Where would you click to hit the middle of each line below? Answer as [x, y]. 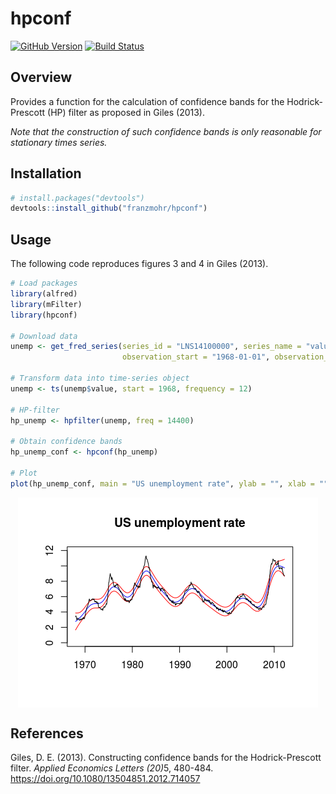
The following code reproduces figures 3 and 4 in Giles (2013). [139, 264]
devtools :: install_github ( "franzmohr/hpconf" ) [109, 208]
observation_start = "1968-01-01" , [196, 357]
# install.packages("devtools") [77, 198]
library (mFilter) [46, 304]
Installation [46, 173]
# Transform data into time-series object [100, 378]
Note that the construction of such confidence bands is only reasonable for [166, 131]
